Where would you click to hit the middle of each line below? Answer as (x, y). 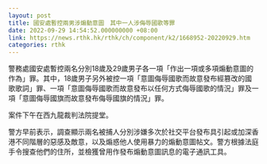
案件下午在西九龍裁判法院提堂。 (60, 115)
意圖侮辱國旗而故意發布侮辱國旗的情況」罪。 (95, 98)
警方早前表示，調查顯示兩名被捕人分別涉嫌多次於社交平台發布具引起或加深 (130, 132)
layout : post (30, 15)
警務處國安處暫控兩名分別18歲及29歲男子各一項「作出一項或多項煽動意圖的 (131, 69)
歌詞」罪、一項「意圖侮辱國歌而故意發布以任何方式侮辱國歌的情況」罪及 (133, 89)
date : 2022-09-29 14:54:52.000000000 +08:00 (83, 30)
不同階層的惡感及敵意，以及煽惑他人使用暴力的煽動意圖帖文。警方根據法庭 (137, 142)
